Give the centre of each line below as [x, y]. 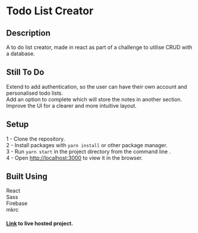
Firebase [17, 203]
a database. [21, 54]
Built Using [27, 177]
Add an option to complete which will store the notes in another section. [94, 99]
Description [28, 33]
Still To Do [25, 72]
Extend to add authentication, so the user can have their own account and [97, 86]
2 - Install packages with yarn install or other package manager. [87, 145]
